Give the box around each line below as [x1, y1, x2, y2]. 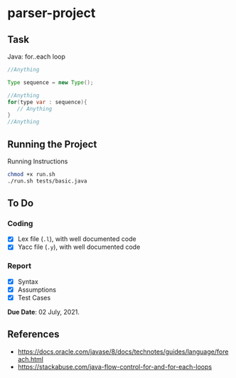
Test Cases [17, 293, 51, 302]
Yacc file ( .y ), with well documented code [17, 242, 141, 251]
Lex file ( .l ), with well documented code [17, 235, 136, 243]
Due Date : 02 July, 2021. [7, 307, 80, 316]
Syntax [17, 277, 39, 286]
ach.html [17, 354, 44, 363]
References [7, 328, 60, 340]
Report [7, 261, 32, 271]
